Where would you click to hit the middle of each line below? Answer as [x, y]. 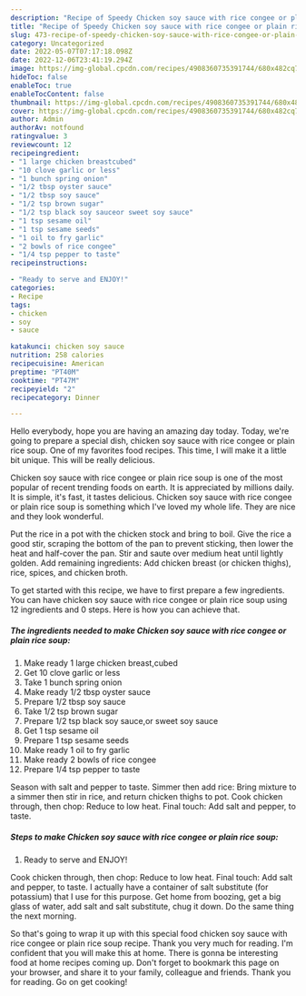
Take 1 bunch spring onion [73, 682]
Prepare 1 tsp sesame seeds [76, 740]
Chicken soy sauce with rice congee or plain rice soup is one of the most [147, 478]
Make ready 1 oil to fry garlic [77, 750]
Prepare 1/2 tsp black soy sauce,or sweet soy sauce [121, 721]
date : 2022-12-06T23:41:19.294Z [71, 60]
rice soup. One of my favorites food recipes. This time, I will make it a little [148, 450]
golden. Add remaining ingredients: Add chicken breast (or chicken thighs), [151, 563]
